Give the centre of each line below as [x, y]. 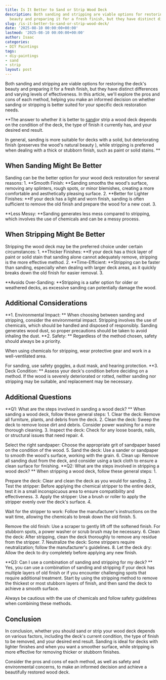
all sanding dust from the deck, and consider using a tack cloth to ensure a [81, 461]
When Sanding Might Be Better [54, 166]
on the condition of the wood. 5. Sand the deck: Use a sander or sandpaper [82, 450]
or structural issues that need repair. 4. [44, 435]
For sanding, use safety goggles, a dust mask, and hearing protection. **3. [82, 366]
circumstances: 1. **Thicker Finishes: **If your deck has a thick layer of [79, 252]
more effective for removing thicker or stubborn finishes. [63, 652]
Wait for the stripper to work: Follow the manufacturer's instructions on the [81, 512]
